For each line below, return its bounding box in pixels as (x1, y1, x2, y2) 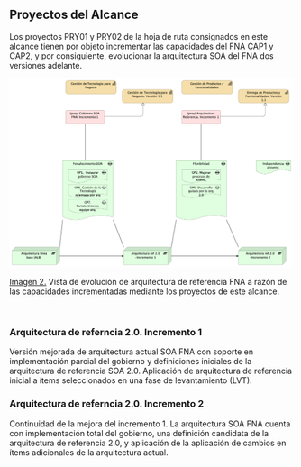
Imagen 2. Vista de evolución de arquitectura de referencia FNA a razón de (9, 276, 287, 287)
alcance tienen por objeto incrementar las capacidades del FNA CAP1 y (9, 41, 274, 51)
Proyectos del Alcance (9, 7, 139, 23)
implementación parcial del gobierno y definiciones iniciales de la (9, 356, 252, 367)
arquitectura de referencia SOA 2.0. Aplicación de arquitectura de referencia (9, 365, 293, 377)
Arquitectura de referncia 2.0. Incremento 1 (9, 325, 203, 338)
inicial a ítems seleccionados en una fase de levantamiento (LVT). (9, 375, 252, 386)
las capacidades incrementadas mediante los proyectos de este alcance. (9, 286, 280, 297)
